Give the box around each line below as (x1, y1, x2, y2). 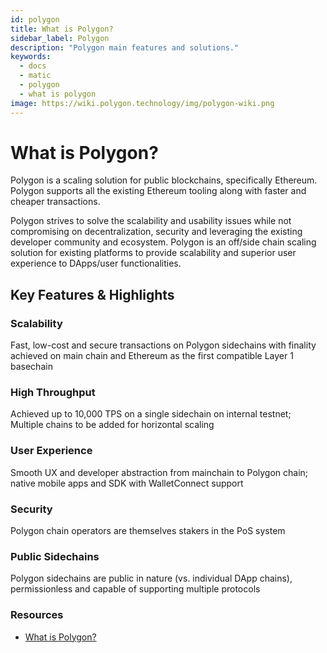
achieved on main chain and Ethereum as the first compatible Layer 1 (10, 350, 294, 362)
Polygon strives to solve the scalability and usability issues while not (10, 215, 292, 227)
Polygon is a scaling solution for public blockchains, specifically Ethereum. (10, 174, 318, 186)
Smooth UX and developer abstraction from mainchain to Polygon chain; (10, 466, 309, 478)
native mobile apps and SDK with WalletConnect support (10, 477, 244, 489)
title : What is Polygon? (10, 24, 114, 34)
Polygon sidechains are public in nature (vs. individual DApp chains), (10, 572, 293, 585)
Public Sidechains (10, 549, 100, 563)
